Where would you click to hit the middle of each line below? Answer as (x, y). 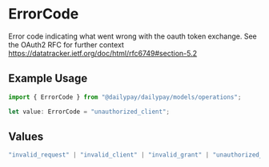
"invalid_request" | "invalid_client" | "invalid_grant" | (109, 155)
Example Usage (48, 78)
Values (26, 136)
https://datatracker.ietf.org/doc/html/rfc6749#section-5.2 (103, 53)
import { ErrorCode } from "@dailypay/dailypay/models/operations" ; (125, 97)
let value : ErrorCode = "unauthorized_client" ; (89, 112)
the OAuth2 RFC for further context (66, 44)
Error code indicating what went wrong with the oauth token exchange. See (133, 36)
